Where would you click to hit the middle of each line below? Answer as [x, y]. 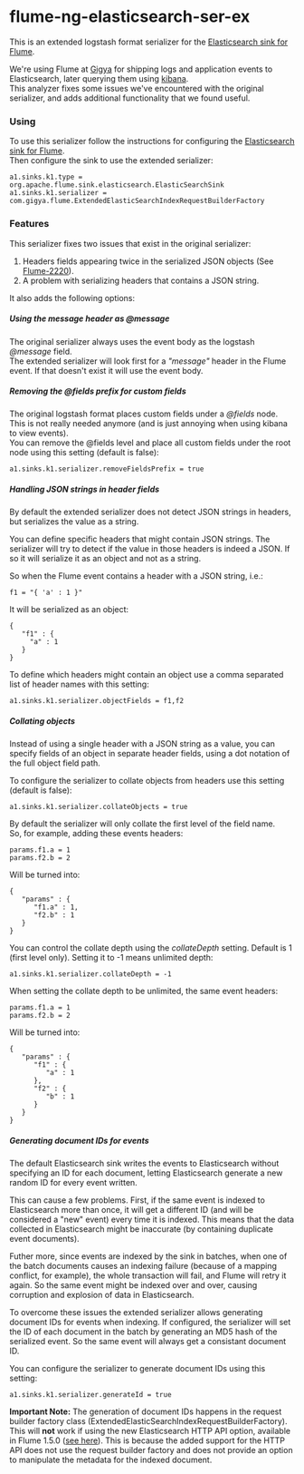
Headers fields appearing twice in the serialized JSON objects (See [148, 261]
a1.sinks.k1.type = [46, 177]
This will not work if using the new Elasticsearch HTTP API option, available [150, 1431]
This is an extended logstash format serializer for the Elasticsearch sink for [149, 42]
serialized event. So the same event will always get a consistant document [148, 1342]
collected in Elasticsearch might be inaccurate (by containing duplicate [142, 1229]
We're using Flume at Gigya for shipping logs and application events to [141, 69]
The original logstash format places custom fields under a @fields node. [144, 414]
